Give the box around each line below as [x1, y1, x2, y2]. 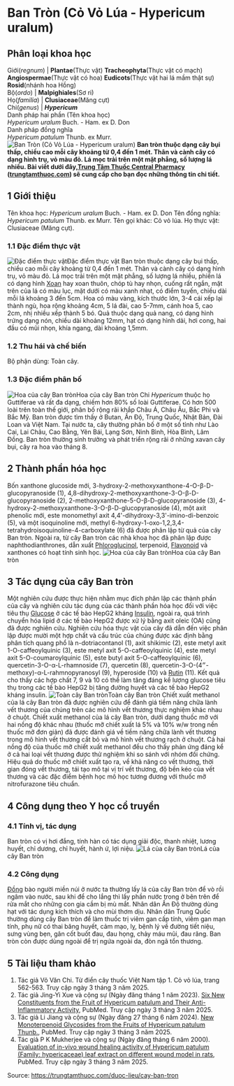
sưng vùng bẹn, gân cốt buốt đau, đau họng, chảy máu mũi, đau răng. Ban [7, 929, 221, 938]
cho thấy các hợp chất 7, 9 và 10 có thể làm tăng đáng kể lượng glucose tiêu [7, 676, 226, 684]
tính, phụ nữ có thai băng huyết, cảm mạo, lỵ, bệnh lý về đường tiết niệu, [7, 922, 215, 931]
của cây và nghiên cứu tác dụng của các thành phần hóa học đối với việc [7, 602, 218, 610]
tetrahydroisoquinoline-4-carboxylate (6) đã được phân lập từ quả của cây [7, 526, 221, 534]
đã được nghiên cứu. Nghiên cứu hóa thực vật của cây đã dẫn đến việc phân [7, 624, 228, 632]
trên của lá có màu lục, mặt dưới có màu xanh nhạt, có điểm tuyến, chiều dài [7, 287, 227, 295]
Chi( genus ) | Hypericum [7, 103, 78, 111]
